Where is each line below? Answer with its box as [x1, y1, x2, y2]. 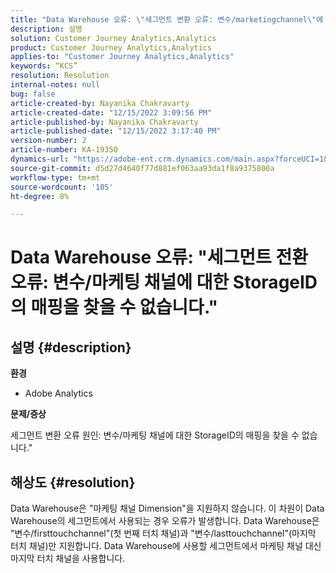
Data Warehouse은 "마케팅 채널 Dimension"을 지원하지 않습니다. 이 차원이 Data [10, 502, 325, 515]
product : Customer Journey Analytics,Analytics [10, 42, 213, 53]
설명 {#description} [10, 339, 132, 356]
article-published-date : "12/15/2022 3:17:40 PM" [10, 126, 222, 136]
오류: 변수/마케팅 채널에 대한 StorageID [10, 271, 318, 294]
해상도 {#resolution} [10, 474, 136, 491]
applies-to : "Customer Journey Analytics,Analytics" [10, 52, 235, 62]
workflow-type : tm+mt [10, 172, 101, 183]
